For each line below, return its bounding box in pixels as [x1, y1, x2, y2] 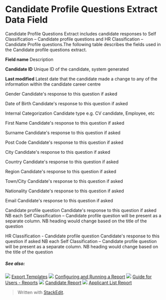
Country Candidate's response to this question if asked [5, 159, 119, 165]
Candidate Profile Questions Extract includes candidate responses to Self [5, 31, 156, 37]
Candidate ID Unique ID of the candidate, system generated [5, 66, 129, 72]
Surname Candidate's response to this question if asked [5, 129, 121, 136]
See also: [5, 260, 25, 266]
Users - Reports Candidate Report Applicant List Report [5, 279, 132, 285]
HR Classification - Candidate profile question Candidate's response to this [5, 233, 160, 239]
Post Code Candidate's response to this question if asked [5, 139, 123, 145]
